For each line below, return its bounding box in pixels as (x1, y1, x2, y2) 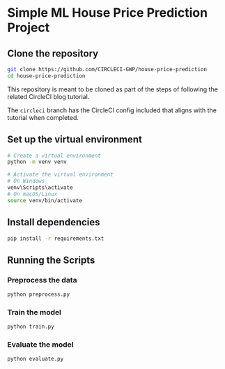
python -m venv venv (7, 158, 68, 165)
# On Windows (7, 178, 45, 185)
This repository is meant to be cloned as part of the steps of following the (7, 85, 218, 93)
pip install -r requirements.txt (7, 235, 104, 242)
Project (7, 20, 50, 36)
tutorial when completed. (7, 113, 79, 121)
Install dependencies (7, 216, 100, 228)
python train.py (7, 323, 54, 331)
